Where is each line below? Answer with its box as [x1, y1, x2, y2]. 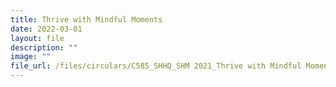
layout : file [10, 33, 65, 43]
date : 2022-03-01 [10, 24, 83, 34]
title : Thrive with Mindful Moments [10, 14, 163, 25]
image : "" [10, 52, 52, 62]
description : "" [10, 42, 78, 53]
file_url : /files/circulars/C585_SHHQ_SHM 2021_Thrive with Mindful [10, 61, 302, 71]
